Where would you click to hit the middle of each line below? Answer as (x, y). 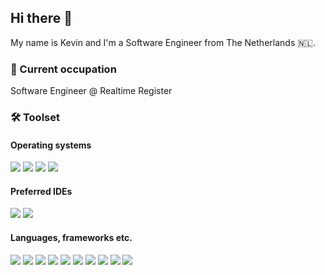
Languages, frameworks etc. (71, 238)
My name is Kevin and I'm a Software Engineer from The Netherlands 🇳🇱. (163, 42)
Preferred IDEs (41, 191)
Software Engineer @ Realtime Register (91, 91)
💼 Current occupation (63, 69)
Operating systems (51, 145)
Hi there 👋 (41, 18)
